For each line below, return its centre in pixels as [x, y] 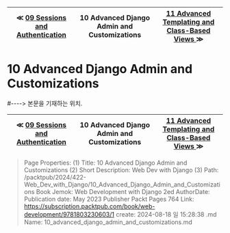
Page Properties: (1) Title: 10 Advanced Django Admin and [105, 163]
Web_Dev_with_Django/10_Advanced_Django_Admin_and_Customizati [122, 184]
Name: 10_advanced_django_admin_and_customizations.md [108, 222]
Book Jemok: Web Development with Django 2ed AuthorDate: [123, 191]
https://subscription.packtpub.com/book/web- [89, 206]
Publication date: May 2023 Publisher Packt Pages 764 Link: [109, 199]
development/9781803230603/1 [69, 214]
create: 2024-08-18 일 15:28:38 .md [166, 214]
